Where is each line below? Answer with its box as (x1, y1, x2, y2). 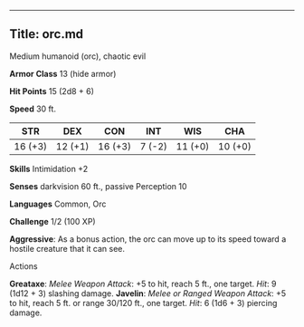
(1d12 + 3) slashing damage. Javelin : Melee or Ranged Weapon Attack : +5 (9, 287, 287, 299)
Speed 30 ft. (9, 103, 57, 114)
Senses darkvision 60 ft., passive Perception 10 (9, 180, 187, 191)
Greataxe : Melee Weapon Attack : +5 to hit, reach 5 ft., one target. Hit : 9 (9, 278, 277, 289)
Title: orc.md (9, 26, 84, 42)
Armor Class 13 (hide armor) (9, 68, 117, 79)
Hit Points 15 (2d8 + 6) (9, 85, 95, 96)
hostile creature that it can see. (9, 243, 125, 254)
